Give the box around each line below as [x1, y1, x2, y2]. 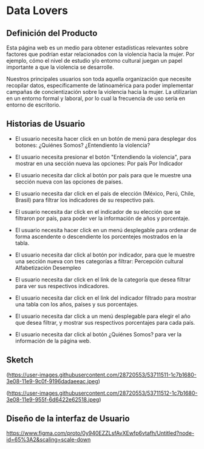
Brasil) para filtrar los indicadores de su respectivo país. [15, 196, 155, 203]
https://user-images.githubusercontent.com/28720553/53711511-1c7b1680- [8, 371, 197, 378]
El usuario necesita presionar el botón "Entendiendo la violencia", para [15, 153, 191, 160]
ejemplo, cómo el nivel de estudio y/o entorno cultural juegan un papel [6, 57, 183, 64]
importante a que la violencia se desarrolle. [6, 63, 114, 71]
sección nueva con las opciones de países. [15, 178, 123, 185]
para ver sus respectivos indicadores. [15, 282, 110, 289]
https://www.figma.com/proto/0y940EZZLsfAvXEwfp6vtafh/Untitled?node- [6, 430, 194, 437]
